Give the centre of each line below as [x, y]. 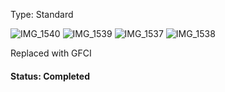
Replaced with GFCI [51, 53]
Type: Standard [42, 14]
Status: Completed [50, 76]
